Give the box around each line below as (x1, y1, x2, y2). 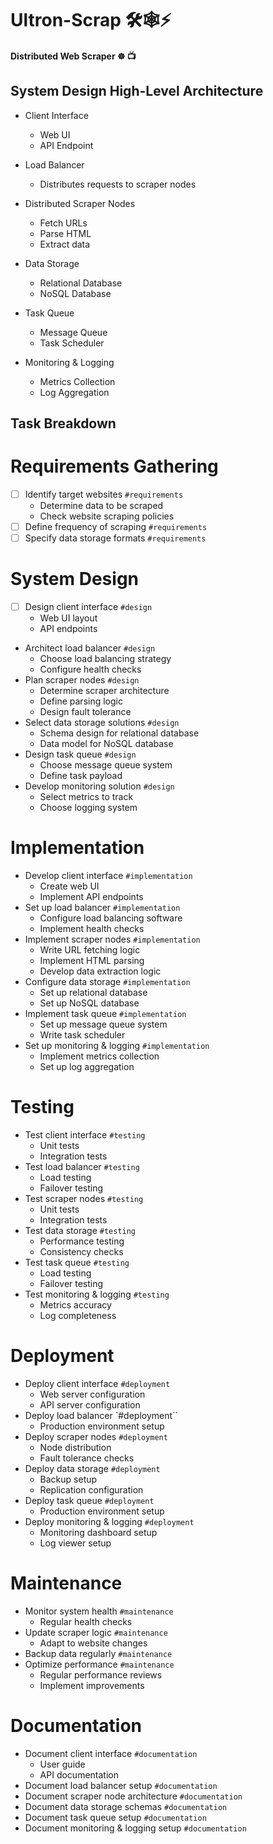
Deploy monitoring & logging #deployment (24, 1515, 195, 1527)
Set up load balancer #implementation (24, 902, 181, 914)
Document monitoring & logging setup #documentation (24, 1822, 247, 1834)
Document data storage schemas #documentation (24, 1800, 228, 1812)
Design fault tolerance (39, 706, 132, 718)
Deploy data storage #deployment (24, 1462, 161, 1474)
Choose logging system (39, 802, 138, 814)
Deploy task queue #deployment (24, 1494, 155, 1506)
